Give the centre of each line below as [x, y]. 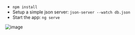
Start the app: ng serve [36, 17]
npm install [25, 7]
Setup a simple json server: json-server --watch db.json [71, 12]
